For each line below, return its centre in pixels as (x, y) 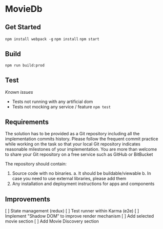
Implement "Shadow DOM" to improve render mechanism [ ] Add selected (80, 216)
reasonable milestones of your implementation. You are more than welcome (81, 149)
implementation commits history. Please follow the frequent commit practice (82, 139)
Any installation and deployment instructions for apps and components (83, 184)
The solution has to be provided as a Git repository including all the (72, 134)
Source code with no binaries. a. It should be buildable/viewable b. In (81, 173)
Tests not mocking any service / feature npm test (61, 106)
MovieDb (24, 9)
